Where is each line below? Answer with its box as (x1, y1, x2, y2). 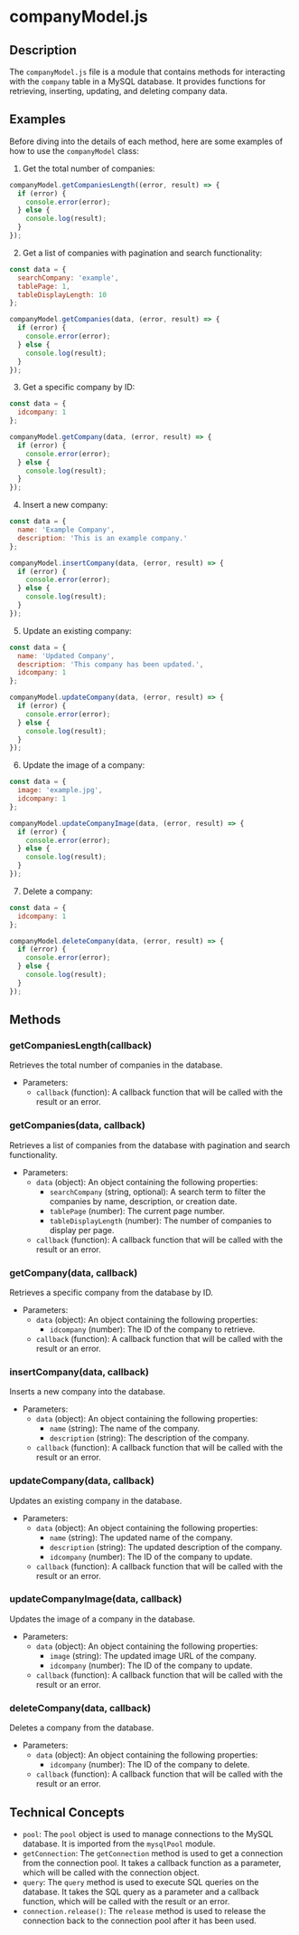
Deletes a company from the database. (9, 1722, 154, 1733)
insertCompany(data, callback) (9, 1365, 149, 1378)
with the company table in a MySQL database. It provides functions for (9, 76, 266, 87)
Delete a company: (22, 886, 93, 896)
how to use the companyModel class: (9, 145, 140, 156)
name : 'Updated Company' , (17, 651, 116, 660)
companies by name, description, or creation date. (49, 1195, 238, 1206)
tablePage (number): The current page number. (49, 1205, 226, 1216)
